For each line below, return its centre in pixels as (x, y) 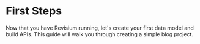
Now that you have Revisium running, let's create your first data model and (100, 28)
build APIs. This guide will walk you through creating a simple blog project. (100, 34)
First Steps (34, 11)
